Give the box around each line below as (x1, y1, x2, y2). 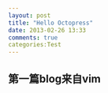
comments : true (8, 33, 58, 42)
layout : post (8, 11, 51, 20)
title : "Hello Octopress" (8, 19, 93, 27)
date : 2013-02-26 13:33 (8, 26, 87, 34)
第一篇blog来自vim (8, 72, 101, 85)
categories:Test (8, 41, 61, 49)
